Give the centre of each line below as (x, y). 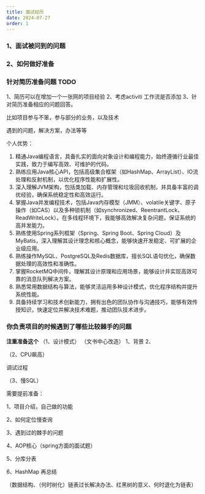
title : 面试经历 (25, 12)
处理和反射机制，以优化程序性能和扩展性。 (69, 179)
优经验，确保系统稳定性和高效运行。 (61, 194)
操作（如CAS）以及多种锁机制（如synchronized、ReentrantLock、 (99, 210)
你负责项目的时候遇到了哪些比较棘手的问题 (69, 327)
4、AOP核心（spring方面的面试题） (51, 446)
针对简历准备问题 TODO (41, 82)
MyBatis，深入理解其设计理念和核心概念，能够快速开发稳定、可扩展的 (103, 240)
